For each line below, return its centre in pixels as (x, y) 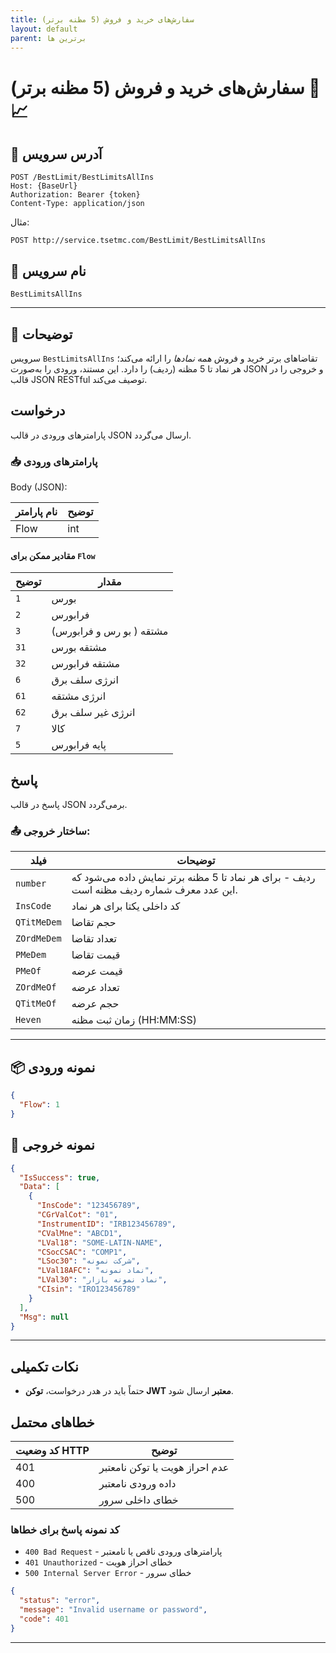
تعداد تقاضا (94, 939)
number (31, 884)
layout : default (44, 29)
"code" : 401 (44, 1619)
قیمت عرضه (97, 971)
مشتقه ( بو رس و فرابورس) (110, 631)
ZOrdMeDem (38, 939)
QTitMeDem (38, 922)
